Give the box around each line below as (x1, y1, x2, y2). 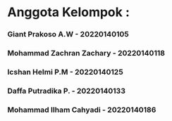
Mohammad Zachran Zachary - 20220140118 (7, 49, 166, 58)
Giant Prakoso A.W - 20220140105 (7, 30, 129, 39)
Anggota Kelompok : (7, 4, 130, 20)
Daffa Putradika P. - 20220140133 (7, 86, 125, 96)
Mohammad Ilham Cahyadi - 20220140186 (7, 105, 156, 115)
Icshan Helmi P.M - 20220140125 (7, 67, 123, 77)
